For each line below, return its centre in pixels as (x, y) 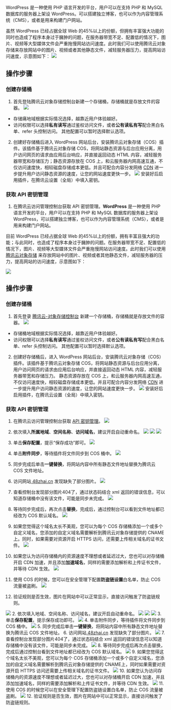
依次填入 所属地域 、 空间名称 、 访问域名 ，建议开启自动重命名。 (78, 432)
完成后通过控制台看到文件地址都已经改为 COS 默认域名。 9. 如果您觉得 (82, 651)
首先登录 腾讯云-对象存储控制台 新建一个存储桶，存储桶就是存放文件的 (87, 316)
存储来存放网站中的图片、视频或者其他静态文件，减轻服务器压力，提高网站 (83, 50)
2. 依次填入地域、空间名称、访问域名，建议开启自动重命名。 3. (87, 613)
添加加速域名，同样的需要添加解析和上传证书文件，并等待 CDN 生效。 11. (85, 683)
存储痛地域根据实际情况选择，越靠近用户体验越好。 (66, 119)
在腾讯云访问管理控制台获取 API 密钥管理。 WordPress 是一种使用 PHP (87, 206)
